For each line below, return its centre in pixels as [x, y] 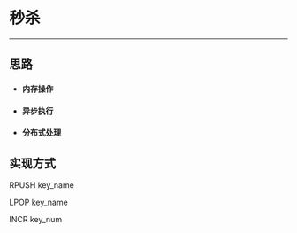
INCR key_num [36, 219]
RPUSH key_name [42, 185]
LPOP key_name [38, 202]
